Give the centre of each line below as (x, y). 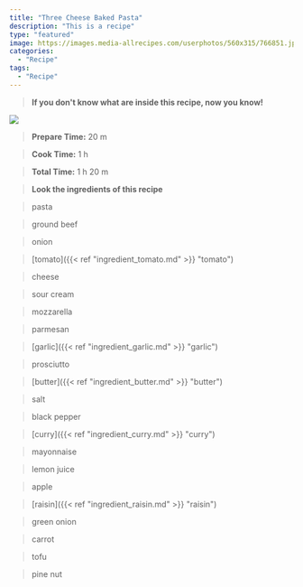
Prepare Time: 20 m (69, 136)
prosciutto (50, 364)
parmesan (50, 329)
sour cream (53, 293)
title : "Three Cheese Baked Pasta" (76, 18)
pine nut (47, 573)
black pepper (56, 416)
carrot (43, 539)
